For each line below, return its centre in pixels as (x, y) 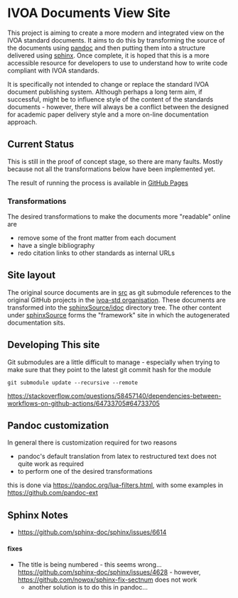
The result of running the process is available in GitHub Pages (98, 183)
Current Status (41, 145)
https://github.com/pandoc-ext (53, 493)
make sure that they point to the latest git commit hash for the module (109, 369)
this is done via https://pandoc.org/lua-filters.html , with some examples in (115, 485)
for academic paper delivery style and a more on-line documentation (108, 114)
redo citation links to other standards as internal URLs (96, 253)
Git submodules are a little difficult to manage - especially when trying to (114, 362)
